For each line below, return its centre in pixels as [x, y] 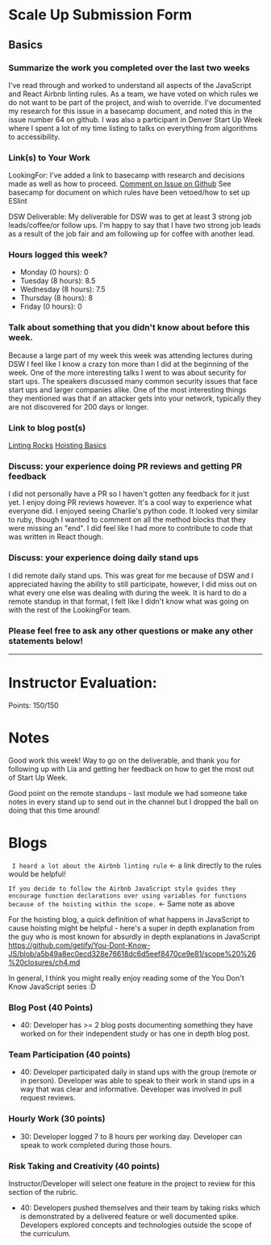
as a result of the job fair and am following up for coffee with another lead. [132, 234]
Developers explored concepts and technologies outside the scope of [136, 1225]
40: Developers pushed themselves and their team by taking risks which [140, 1207]
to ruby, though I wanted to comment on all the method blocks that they [127, 519]
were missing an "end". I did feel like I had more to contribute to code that [131, 528]
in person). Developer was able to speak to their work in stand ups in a [138, 1081]
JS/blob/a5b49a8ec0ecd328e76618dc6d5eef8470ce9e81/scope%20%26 [132, 953]
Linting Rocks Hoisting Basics [58, 445]
